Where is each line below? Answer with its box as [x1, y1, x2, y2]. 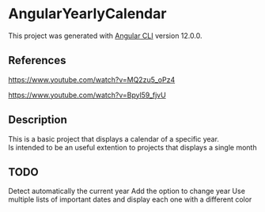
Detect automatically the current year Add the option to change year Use [8, 187, 245, 196]
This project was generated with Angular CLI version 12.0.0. [8, 31, 203, 40]
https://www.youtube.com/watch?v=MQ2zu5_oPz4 [8, 74, 176, 84]
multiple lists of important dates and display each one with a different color [8, 195, 252, 204]
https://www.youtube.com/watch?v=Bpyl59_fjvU [8, 90, 166, 100]
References [8, 54, 66, 67]
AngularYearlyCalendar [8, 5, 167, 23]
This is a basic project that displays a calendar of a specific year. [8, 134, 220, 143]
